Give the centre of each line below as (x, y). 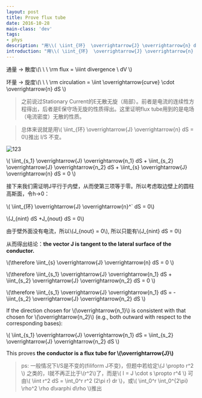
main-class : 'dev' (29, 29)
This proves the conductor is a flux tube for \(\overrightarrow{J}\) (90, 353)
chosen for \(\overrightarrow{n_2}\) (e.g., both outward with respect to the (99, 317)
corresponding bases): (35, 323)
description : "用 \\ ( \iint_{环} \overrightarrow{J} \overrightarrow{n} (99, 46)
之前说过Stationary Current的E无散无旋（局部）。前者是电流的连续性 (105, 101)
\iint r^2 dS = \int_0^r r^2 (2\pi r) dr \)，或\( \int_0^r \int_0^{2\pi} (110, 380)
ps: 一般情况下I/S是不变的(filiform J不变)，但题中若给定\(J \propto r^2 (107, 365)
